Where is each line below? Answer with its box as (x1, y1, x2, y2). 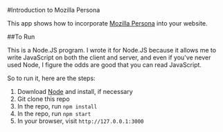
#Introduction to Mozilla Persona (7, 6, 100, 14)
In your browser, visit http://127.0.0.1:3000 (17, 117, 144, 125)
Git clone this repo (17, 95, 71, 103)
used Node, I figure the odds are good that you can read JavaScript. (7, 61, 202, 68)
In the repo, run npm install (17, 102, 98, 110)
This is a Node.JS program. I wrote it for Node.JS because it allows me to (7, 46, 217, 54)
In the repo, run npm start (17, 110, 91, 117)
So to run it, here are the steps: (7, 74, 96, 82)
